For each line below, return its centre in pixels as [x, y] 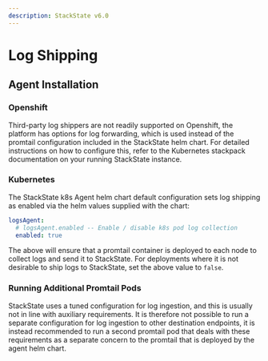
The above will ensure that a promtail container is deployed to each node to [133, 251]
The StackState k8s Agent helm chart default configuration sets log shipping [134, 197]
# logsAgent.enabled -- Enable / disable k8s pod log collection [127, 228]
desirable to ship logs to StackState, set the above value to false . [116, 267]
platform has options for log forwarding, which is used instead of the [121, 134]
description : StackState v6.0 [59, 16]
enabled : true [39, 235]
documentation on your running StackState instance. [95, 159]
